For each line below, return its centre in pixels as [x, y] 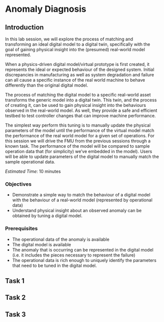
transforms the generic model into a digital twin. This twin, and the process [81, 100]
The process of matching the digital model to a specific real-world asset [78, 95]
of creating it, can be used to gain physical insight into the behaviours [76, 105]
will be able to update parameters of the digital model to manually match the [82, 157]
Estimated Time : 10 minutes [33, 171]
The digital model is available [41, 244]
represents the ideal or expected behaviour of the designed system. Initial [80, 69]
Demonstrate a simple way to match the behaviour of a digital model [81, 195]
